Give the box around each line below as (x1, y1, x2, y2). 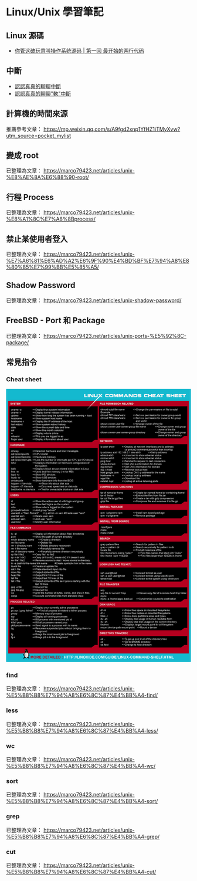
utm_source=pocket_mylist (6, 132, 72, 139)
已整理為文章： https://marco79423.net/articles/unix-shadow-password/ (6, 297, 182, 304)
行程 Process (6, 192, 54, 202)
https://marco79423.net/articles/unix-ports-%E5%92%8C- (43, 332, 186, 339)
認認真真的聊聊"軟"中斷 (14, 90, 72, 97)
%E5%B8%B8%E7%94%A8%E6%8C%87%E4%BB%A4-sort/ (6, 798, 158, 805)
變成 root (6, 151, 39, 161)
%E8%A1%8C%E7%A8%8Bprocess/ (6, 215, 96, 223)
